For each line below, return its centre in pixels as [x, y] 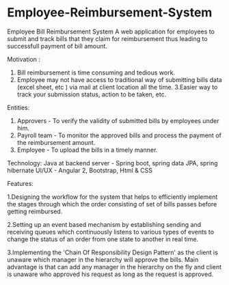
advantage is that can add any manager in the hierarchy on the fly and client [114, 267]
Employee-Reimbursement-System [110, 13]
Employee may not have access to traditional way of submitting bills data [119, 79]
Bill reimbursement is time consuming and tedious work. [96, 72]
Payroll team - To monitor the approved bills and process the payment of [119, 135]
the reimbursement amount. [56, 142]
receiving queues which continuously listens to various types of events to [110, 232]
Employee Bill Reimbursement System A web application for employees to [111, 31]
